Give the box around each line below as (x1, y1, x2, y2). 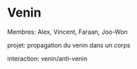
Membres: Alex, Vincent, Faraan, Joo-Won (7, 28, 128, 36)
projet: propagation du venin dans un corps (7, 41, 131, 49)
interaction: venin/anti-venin (7, 54, 88, 63)
